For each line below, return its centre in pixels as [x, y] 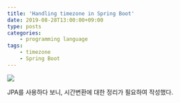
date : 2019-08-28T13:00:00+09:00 [55, 20]
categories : [24, 33]
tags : [15, 46]
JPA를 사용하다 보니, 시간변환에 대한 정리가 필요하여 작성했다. [90, 92]
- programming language [54, 39]
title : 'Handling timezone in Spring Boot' [71, 13]
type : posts [24, 26]
